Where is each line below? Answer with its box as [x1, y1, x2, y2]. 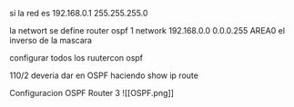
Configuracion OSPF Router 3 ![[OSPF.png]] [9, 88, 175, 98]
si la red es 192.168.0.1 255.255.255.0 [9, 8, 148, 18]
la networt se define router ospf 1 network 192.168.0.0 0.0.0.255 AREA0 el [9, 25, 285, 35]
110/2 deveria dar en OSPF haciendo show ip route [9, 70, 198, 81]
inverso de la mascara [9, 35, 93, 45]
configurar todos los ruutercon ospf [9, 53, 144, 63]
